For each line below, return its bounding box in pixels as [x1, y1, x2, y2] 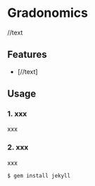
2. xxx [7, 142, 29, 152]
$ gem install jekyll [7, 172, 71, 179]
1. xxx [7, 109, 27, 119]
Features [7, 49, 47, 61]
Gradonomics [7, 5, 89, 21]
